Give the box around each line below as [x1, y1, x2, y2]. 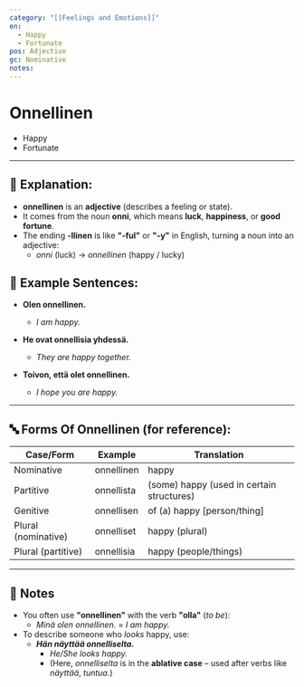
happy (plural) [147, 525, 208, 538]
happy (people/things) [147, 545, 242, 558]
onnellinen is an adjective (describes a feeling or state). [22, 201, 233, 212]
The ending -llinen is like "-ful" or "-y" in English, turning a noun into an [22, 230, 294, 241]
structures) [147, 490, 195, 502]
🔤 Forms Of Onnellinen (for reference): [9, 422, 232, 437]
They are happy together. [35, 352, 131, 363]
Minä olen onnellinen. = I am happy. [35, 619, 170, 630]
